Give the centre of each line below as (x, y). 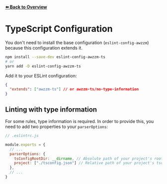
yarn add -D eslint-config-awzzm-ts (43, 66)
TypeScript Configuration (59, 29)
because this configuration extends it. (44, 48)
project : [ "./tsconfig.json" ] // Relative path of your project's (84, 163)
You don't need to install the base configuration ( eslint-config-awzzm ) (77, 42)
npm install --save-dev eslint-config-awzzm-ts (55, 57)
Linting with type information (51, 109)
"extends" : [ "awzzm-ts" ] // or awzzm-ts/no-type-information (74, 89)
